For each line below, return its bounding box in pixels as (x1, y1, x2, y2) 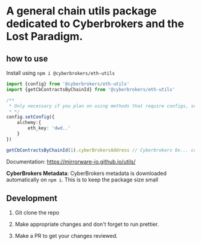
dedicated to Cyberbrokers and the (6, 17, 184, 31)
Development (6, 193, 58, 204)
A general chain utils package (6, 4, 157, 18)
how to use (6, 53, 48, 63)
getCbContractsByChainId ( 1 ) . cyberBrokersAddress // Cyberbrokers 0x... (6, 147, 188, 153)
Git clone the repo (14, 209, 60, 216)
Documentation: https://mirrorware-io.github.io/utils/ (6, 158, 136, 165)
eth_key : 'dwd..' (28, 125, 71, 131)
